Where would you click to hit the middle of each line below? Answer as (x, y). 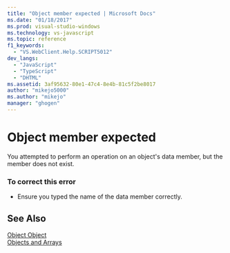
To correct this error (41, 181)
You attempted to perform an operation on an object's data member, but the (115, 156)
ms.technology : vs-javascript (51, 33)
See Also (27, 218)
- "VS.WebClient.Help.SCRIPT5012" (63, 52)
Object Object (27, 234)
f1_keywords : (26, 45)
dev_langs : (23, 59)
